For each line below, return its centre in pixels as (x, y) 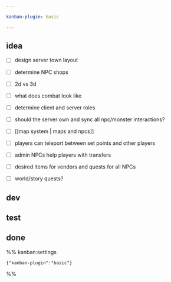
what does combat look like (48, 96)
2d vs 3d (25, 84)
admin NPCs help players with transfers (63, 155)
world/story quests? (39, 179)
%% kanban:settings (32, 252)
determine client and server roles (55, 108)
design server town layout (46, 60)
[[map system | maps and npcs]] (54, 131)
